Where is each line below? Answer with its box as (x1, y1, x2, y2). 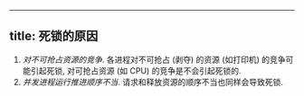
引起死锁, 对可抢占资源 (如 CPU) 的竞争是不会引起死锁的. (30, 65, 242, 76)
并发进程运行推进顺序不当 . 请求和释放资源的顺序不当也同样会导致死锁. (22, 76, 283, 87)
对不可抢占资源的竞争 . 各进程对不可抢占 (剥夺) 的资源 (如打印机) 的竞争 (22, 54, 286, 65)
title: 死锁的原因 (9, 29, 99, 44)
